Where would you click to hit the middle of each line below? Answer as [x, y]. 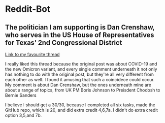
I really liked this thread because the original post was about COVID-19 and [81, 64]
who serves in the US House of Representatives [80, 35]
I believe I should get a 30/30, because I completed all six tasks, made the [80, 105]
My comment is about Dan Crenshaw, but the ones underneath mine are [78, 85]
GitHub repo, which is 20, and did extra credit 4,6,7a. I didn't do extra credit [82, 110]
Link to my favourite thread [33, 54]
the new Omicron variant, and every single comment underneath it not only [81, 69]
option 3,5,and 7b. [23, 115]
